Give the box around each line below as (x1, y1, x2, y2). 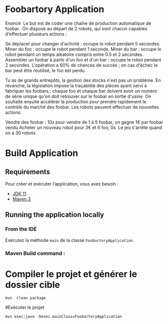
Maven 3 (12, 196, 31, 202)
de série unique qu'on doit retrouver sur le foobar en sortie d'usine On (5, 93, 151, 99)
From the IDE (5, 226, 37, 233)
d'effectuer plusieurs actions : (5, 31, 67, 37)
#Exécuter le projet (5, 304, 45, 310)
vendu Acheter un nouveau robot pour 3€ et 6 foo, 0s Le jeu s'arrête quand (5, 124, 162, 131)
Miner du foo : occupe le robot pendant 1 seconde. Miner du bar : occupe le (5, 46, 161, 52)
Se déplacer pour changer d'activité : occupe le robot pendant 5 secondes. (5, 40, 160, 46)
